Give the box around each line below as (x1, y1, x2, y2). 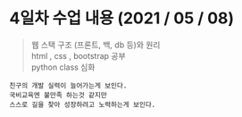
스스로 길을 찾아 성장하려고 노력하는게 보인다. (9, 100, 156, 109)
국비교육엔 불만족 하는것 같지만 (9, 90, 107, 99)
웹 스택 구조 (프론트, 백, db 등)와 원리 (30, 39, 161, 50)
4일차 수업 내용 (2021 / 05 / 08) (9, 8, 235, 29)
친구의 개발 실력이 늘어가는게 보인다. (9, 81, 128, 90)
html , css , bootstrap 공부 (30, 50, 127, 61)
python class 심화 (30, 62, 96, 72)
